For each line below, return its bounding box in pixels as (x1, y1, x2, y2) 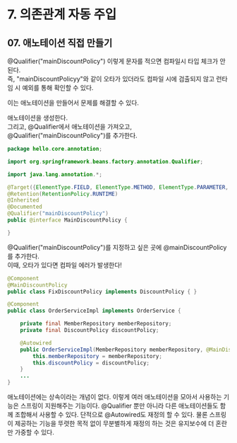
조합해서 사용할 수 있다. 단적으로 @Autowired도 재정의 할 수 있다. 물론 (14, 410, 208, 418)
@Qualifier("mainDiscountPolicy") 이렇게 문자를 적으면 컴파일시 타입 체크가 (7, 57, 219, 65)
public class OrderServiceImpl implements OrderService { (7, 307, 181, 315)
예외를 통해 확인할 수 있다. (22, 84, 94, 92)
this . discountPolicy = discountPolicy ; (32, 359, 150, 367)
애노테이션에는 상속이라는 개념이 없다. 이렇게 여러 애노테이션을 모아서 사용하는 (7, 393, 222, 401)
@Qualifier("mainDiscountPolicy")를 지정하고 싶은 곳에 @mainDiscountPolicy (7, 243, 227, 251)
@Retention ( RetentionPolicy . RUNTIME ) (7, 190, 119, 197)
